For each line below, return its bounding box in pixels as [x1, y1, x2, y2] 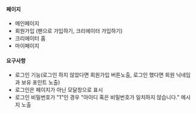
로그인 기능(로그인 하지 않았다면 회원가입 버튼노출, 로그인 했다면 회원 [14, 72, 175, 79]
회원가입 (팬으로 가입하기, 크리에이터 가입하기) [14, 27, 123, 35]
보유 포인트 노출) [21, 79, 60, 86]
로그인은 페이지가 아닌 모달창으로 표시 [14, 87, 103, 94]
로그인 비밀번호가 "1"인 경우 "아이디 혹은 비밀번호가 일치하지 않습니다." [14, 94, 180, 101]
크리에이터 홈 [14, 35, 46, 42]
